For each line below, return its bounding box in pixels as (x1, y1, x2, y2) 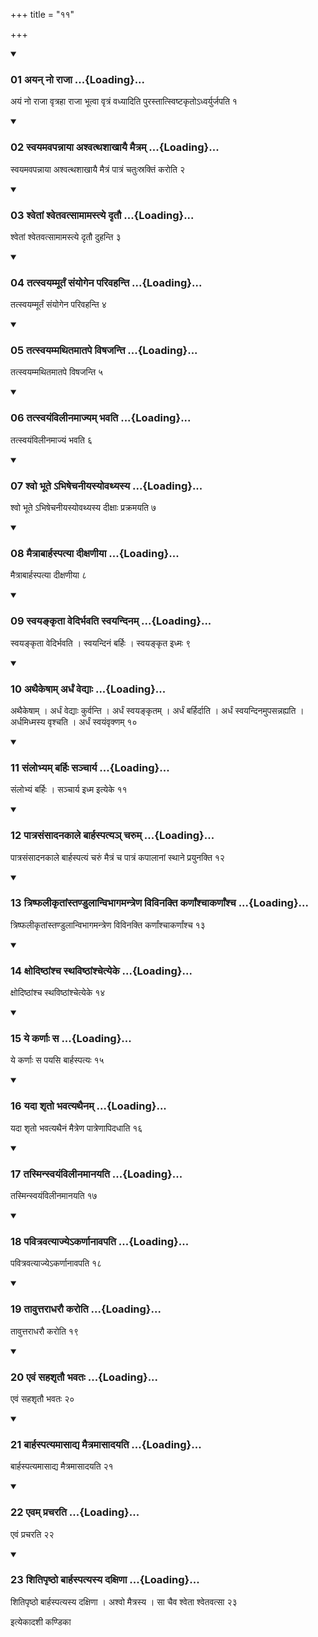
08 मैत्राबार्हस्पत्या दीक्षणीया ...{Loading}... (10, 547, 180, 560)
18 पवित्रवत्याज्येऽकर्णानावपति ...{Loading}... (10, 1234, 190, 1248)
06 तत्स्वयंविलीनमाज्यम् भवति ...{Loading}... (10, 411, 192, 425)
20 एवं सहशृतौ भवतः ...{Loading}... (10, 1370, 159, 1384)
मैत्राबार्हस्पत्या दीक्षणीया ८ (10, 569, 88, 581)
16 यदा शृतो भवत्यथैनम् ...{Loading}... (10, 1099, 167, 1113)
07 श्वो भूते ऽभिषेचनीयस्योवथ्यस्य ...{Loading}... (10, 479, 203, 493)
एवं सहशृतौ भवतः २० (10, 1392, 75, 1404)
